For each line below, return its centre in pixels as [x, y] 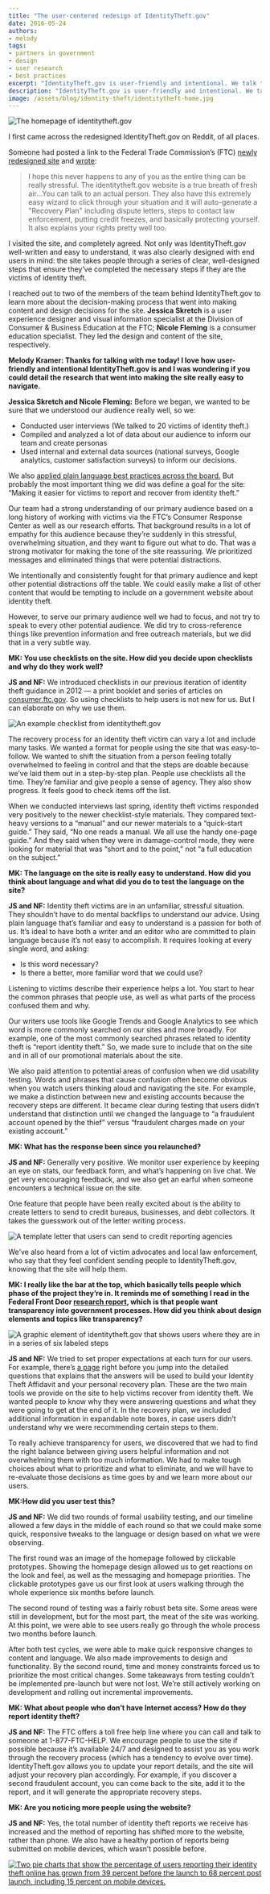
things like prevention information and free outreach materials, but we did [130, 634]
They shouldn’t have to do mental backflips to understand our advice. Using [134, 915]
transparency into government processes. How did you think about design [135, 1310]
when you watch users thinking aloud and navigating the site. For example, [132, 1088]
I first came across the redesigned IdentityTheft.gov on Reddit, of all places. [134, 137]
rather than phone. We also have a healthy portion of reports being [119, 1840]
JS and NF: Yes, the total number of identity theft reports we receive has [128, 1823]
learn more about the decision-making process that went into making [123, 302]
